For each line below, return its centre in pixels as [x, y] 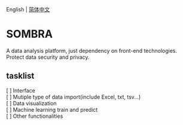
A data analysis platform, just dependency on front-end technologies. [92, 50]
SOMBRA [29, 34]
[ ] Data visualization [31, 103]
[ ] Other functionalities [35, 116]
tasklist [20, 76]
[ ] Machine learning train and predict [52, 109]
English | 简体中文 [28, 9]
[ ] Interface [21, 90]
